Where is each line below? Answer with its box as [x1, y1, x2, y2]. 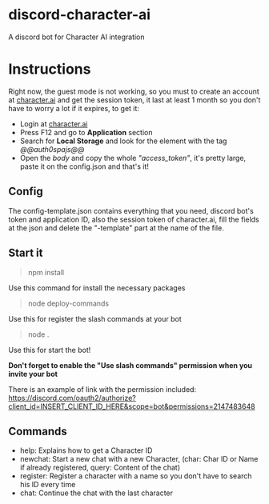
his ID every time [19, 480, 76, 490]
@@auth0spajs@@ [19, 144, 85, 154]
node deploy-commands [27, 298, 110, 308]
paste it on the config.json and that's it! [19, 162, 150, 171]
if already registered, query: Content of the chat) [19, 462, 181, 473]
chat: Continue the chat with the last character [19, 488, 174, 498]
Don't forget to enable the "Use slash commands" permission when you [8, 360, 253, 370]
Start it [8, 246, 43, 260]
